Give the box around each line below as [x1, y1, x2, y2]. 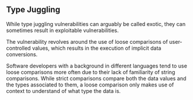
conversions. [6, 50, 38, 58]
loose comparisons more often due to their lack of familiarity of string [6, 68, 176, 76]
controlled [6, 44, 31, 51]
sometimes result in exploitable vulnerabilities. [6, 27, 119, 34]
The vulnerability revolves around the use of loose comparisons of [6, 38, 168, 45]
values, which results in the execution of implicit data [32, 44, 162, 51]
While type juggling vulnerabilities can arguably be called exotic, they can [6, 20, 186, 27]
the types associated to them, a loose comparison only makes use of [6, 81, 174, 88]
